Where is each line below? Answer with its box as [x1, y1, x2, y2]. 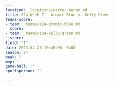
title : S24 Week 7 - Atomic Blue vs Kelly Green [5, 12, 110, 17]
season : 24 [5, 50, 28, 55]
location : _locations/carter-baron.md [5, 7, 87, 13]
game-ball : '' [5, 64, 35, 69]
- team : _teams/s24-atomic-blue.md [5, 21, 81, 27]
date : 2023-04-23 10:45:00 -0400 [5, 45, 76, 50]
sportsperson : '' [5, 69, 42, 74]
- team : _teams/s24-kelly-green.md [5, 31, 81, 36]
